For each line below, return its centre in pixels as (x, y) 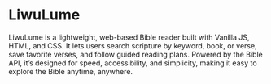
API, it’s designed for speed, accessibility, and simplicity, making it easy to (133, 63)
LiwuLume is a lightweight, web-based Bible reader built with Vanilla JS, (129, 37)
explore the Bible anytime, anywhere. (70, 71)
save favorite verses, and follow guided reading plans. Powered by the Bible (135, 54)
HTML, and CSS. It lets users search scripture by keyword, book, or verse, (133, 45)
